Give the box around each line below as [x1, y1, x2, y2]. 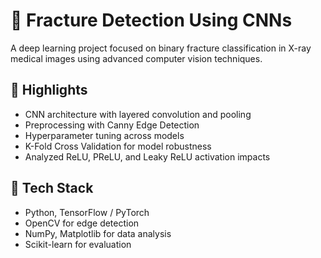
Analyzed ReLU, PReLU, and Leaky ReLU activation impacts [24, 150, 271, 163]
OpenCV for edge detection [24, 217, 140, 229]
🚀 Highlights [10, 82, 88, 99]
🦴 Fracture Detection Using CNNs [10, 9, 293, 32]
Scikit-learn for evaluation [24, 238, 132, 250]
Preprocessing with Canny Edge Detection [24, 119, 200, 131]
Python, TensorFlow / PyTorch [24, 206, 150, 218]
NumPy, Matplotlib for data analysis [24, 227, 172, 239]
